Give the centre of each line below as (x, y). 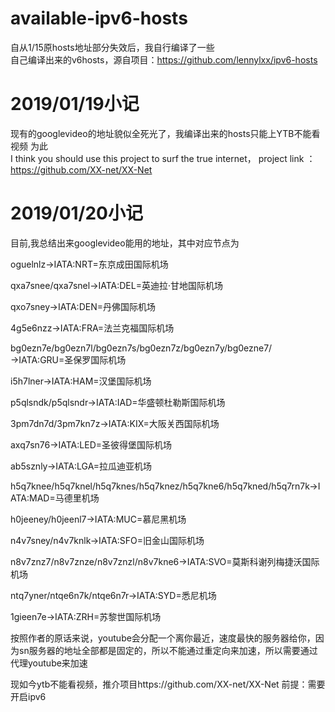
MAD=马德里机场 (64, 498)
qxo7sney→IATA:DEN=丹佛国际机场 (83, 306)
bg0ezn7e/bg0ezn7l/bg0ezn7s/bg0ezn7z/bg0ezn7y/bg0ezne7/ (141, 348)
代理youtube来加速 (49, 663)
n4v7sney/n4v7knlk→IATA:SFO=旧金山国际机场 (107, 540)
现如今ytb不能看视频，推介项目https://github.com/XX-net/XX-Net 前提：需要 (168, 684)
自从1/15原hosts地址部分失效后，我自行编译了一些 (112, 47)
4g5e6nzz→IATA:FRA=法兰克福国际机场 (92, 328)
